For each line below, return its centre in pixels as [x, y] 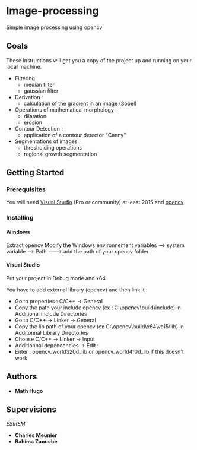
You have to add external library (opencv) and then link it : [77, 290]
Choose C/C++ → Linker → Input [55, 339]
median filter [39, 84]
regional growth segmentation [60, 154]
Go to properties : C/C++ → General [58, 301]
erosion [33, 122]
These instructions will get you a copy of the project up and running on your [99, 60]
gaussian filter [41, 91]
